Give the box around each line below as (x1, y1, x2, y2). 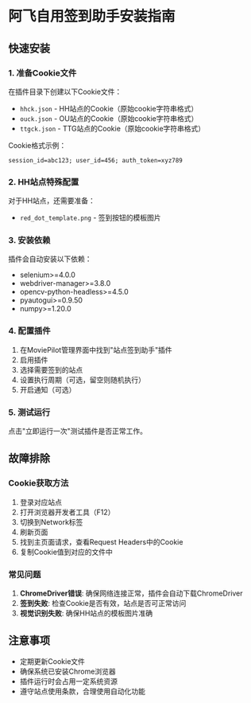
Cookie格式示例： (8, 140, 67, 150)
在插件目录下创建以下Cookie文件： (8, 87, 122, 96)
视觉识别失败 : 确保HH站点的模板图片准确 (19, 608, 153, 618)
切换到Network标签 (19, 517, 83, 526)
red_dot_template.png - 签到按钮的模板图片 (19, 213, 161, 223)
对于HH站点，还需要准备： (8, 196, 95, 205)
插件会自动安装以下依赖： (8, 254, 92, 264)
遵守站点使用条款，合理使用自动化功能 (19, 686, 145, 696)
